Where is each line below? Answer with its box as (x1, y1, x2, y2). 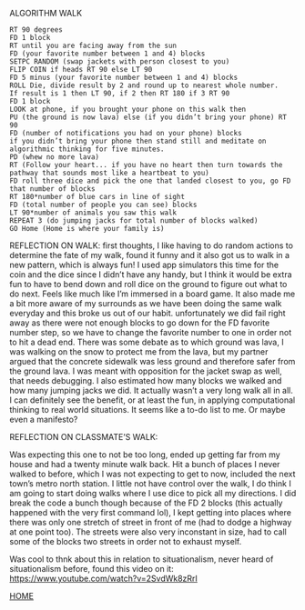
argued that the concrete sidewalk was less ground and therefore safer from (9, 356, 296, 366)
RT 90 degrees (9, 25, 64, 35)
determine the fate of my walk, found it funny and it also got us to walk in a (9, 250, 290, 260)
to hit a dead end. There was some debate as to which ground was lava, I (9, 336, 284, 347)
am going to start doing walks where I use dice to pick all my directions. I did (9, 488, 297, 498)
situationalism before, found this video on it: (9, 564, 175, 574)
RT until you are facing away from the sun (9, 41, 178, 50)
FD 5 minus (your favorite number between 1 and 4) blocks (9, 73, 239, 82)
